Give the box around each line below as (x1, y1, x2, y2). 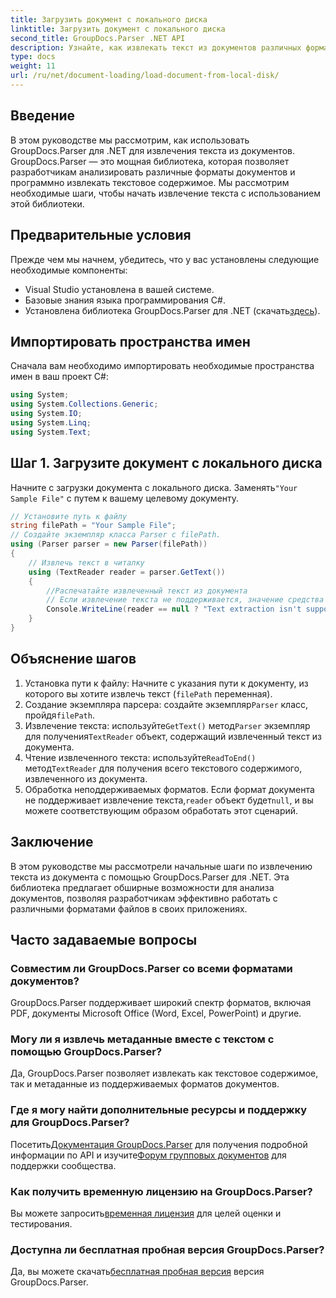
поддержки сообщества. (10, 1159, 117, 1171)
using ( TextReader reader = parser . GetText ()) (28, 567, 226, 577)
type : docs (10, 52, 56, 62)
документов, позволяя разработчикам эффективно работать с (10, 892, 278, 904)
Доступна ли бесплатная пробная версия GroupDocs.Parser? (10, 1243, 325, 1256)
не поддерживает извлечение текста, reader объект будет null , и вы (24, 794, 314, 806)
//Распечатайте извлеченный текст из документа (46, 586, 248, 596)
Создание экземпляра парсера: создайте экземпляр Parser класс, (24, 698, 309, 710)
